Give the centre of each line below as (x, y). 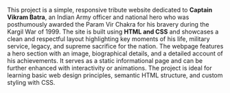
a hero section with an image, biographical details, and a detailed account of (115, 53)
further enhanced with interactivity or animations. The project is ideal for (110, 68)
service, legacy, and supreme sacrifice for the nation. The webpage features (115, 46)
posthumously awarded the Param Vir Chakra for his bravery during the (108, 24)
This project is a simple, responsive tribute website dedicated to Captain (110, 10)
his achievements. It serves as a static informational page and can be (105, 61)
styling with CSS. (31, 82)
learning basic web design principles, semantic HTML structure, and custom (115, 75)
